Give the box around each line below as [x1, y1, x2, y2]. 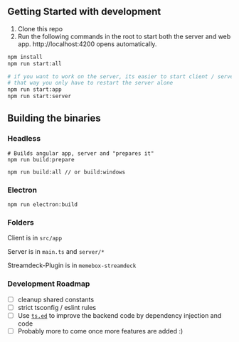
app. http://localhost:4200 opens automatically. [17, 39, 157, 48]
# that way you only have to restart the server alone [7, 80, 174, 87]
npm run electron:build [7, 201, 78, 208]
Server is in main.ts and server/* [7, 247, 105, 256]
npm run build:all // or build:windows [7, 169, 126, 176]
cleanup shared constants [17, 295, 95, 304]
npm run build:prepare [7, 156, 75, 163]
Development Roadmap [7, 279, 90, 289]
